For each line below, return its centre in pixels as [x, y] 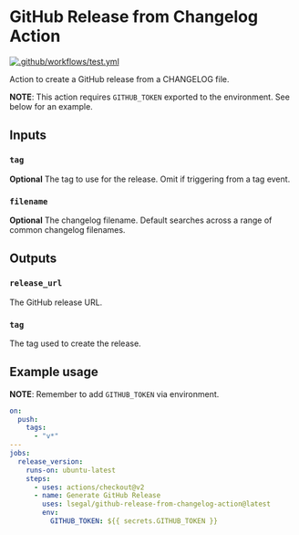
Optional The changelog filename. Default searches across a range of [141, 220]
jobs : [20, 454]
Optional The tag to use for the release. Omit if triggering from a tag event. [150, 179]
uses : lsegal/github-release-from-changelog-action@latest [157, 504]
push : [28, 419]
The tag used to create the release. [75, 343]
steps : [38, 478]
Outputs [33, 259]
